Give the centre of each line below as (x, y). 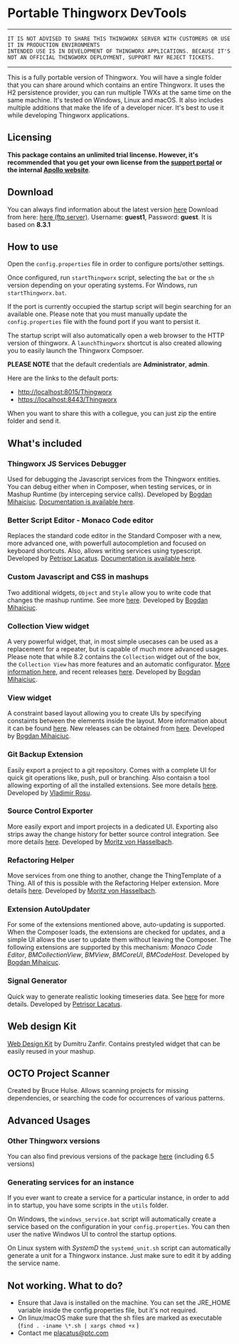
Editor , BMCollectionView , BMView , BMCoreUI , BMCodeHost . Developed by (118, 955)
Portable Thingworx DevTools (97, 13)
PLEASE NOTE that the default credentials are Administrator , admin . (108, 364)
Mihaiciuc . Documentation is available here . (71, 502)
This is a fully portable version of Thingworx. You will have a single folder (115, 77)
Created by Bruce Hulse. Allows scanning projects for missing (98, 1091)
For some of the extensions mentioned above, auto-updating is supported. (116, 925)
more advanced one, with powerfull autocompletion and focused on (107, 543)
